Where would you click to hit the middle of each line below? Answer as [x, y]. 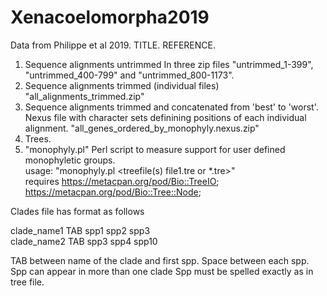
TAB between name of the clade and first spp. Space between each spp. [160, 260]
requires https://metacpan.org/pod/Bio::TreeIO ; [122, 181]
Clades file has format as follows [77, 211]
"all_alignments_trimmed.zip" [84, 96]
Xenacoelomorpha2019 [110, 17]
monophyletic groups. [70, 160]
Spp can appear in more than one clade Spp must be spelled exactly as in [162, 271]
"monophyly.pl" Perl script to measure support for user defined [155, 149]
